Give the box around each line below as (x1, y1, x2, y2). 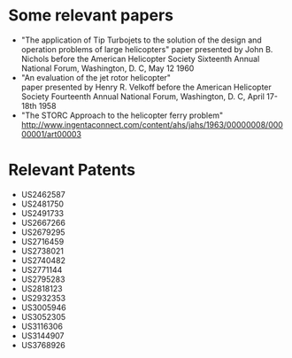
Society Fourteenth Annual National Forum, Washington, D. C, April (20, 90, 265, 102)
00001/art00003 (20, 128, 81, 139)
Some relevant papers (8, 5, 174, 26)
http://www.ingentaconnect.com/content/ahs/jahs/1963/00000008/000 (20, 119, 284, 129)
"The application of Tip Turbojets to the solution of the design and (20, 35, 262, 45)
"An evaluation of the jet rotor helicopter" (20, 72, 172, 82)
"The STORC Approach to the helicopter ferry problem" (20, 110, 223, 121)
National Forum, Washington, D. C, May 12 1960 (20, 63, 195, 74)
